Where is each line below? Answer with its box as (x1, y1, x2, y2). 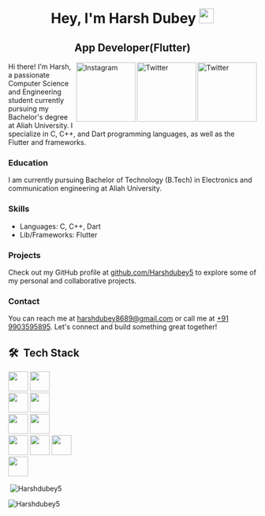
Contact (8, 295, 40, 306)
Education (8, 157, 49, 168)
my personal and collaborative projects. (8, 275, 136, 285)
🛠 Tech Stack (8, 346, 80, 359)
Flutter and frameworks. (8, 138, 87, 146)
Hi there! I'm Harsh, (8, 62, 72, 71)
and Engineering (8, 87, 62, 97)
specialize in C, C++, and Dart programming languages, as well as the (8, 129, 235, 138)
